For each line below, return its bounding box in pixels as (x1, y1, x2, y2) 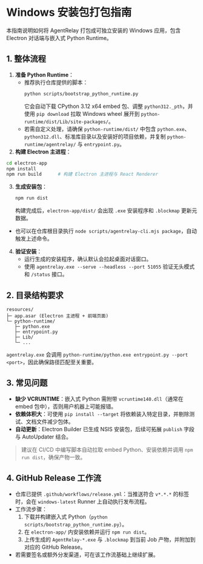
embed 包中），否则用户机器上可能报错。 (15, 403, 117, 410)
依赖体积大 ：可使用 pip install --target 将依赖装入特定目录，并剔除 (15, 410, 190, 417)
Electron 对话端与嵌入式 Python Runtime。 (6, 34, 112, 41)
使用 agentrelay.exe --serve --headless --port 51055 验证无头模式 (24, 263, 195, 270)
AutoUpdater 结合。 (22, 433, 72, 440)
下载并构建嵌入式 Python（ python (24, 513, 108, 520)
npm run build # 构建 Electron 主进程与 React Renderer (6, 171, 159, 178)
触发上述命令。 (15, 235, 53, 243)
